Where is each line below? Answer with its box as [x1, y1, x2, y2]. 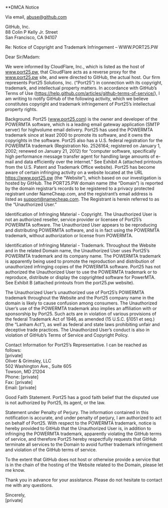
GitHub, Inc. [5, 24, 30, 30]
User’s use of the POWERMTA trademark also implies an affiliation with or [5, 306, 157, 311]
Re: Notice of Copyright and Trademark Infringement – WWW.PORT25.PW [5, 44, 158, 50]
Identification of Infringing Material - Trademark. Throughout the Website [5, 242, 156, 248]
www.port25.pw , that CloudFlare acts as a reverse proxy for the [5, 69, 136, 75]
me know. [5, 467, 25, 473]
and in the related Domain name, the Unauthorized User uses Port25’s [5, 248, 150, 253]
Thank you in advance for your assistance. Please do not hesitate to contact [5, 477, 162, 483]
